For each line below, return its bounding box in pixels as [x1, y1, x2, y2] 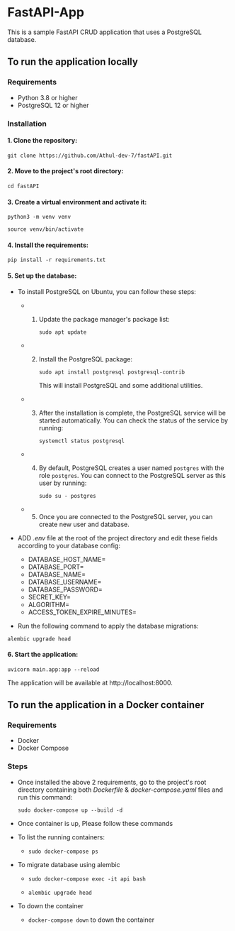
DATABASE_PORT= [28, 562, 84, 571]
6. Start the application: [7, 650, 79, 659]
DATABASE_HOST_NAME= [28, 555, 106, 563]
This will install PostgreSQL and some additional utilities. [38, 381, 203, 389]
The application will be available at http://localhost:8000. [7, 678, 173, 687]
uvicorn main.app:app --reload [7, 665, 100, 673]
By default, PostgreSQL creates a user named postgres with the [38, 463, 224, 472]
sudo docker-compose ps [28, 848, 99, 855]
